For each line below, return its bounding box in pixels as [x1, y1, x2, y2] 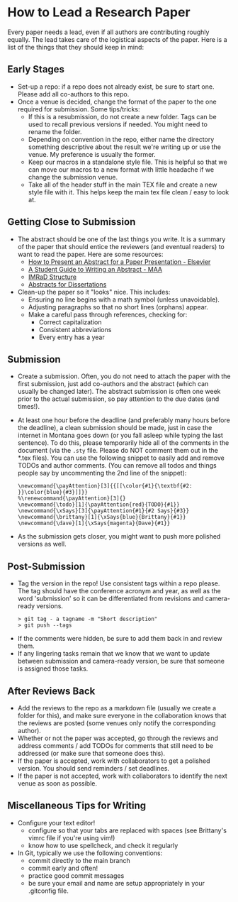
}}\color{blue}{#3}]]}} [17, 489, 89, 496]
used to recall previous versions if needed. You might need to [28, 120, 208, 128]
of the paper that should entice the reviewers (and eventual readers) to [17, 242, 225, 251]
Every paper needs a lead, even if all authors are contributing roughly [7, 28, 210, 36]
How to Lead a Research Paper [7, 4, 191, 21]
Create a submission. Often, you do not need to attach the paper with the [17, 372, 231, 380]
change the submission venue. [28, 172, 118, 181]
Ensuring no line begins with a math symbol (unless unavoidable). [28, 295, 220, 304]
